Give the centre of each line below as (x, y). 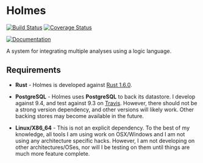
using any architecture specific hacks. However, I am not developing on (105, 140)
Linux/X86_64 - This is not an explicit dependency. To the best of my (102, 128)
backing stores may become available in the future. (80, 116)
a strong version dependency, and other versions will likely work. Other (104, 109)
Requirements (34, 70)
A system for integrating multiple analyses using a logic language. (89, 51)
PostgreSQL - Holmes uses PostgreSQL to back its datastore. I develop (105, 96)
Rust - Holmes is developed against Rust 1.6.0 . (73, 85)
